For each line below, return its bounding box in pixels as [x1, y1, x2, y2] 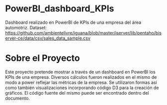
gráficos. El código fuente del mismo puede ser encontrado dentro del [5, 90, 149, 96]
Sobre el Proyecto [5, 52, 81, 64]
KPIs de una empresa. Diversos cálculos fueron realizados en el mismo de [5, 74, 157, 80]
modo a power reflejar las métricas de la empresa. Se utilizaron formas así [5, 79, 158, 85]
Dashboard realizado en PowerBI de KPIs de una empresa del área [5, 19, 142, 25]
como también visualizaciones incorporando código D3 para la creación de [5, 85, 159, 91]
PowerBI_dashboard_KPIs [5, 3, 114, 14]
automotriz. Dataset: [5, 24, 47, 30]
